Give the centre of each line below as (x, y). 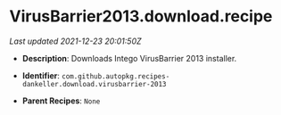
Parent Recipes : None (61, 101)
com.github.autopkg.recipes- (116, 76)
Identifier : (41, 75)
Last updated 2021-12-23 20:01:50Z (75, 41)
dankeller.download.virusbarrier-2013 (94, 84)
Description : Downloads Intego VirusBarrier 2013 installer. (129, 58)
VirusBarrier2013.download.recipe (141, 16)
